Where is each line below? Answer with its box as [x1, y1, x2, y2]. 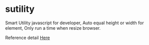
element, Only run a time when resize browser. [5, 25, 101, 31]
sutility [5, 3, 35, 15]
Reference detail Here [5, 35, 50, 41]
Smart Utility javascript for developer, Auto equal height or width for [5, 20, 144, 26]
